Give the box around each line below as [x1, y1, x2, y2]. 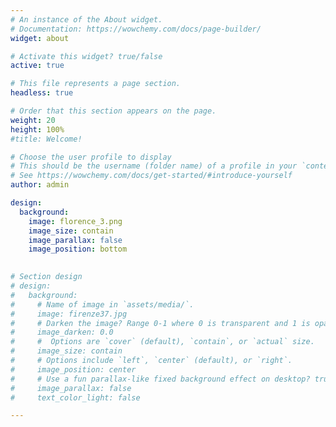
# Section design [10, 272, 83, 282]
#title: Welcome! [10, 134, 83, 144]
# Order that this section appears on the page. [10, 106, 217, 116]
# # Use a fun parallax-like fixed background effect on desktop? [10, 374, 311, 384]
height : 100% [10, 124, 65, 135]
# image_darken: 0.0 [10, 327, 114, 338]
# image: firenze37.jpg [10, 309, 128, 319]
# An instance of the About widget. [10, 14, 163, 25]
